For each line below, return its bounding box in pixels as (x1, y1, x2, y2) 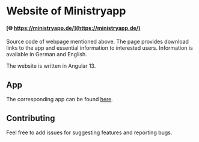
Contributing (6, 113, 55, 123)
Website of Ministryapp (6, 4, 126, 18)
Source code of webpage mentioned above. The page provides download (6, 38, 189, 46)
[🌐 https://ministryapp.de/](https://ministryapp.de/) (6, 24, 141, 31)
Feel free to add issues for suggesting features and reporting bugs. (6, 129, 173, 136)
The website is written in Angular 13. (6, 62, 96, 70)
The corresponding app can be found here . (6, 96, 113, 103)
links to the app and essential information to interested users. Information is (6, 44, 194, 52)
